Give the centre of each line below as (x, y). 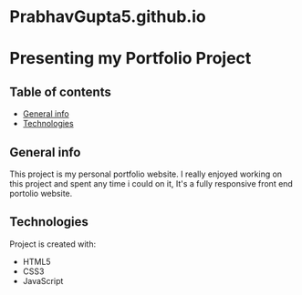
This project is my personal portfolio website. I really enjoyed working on (146, 174)
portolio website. (41, 193)
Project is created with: (53, 244)
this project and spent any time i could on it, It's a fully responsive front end (151, 183)
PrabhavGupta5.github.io (108, 17)
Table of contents (60, 92)
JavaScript (43, 280)
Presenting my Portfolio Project (130, 59)
